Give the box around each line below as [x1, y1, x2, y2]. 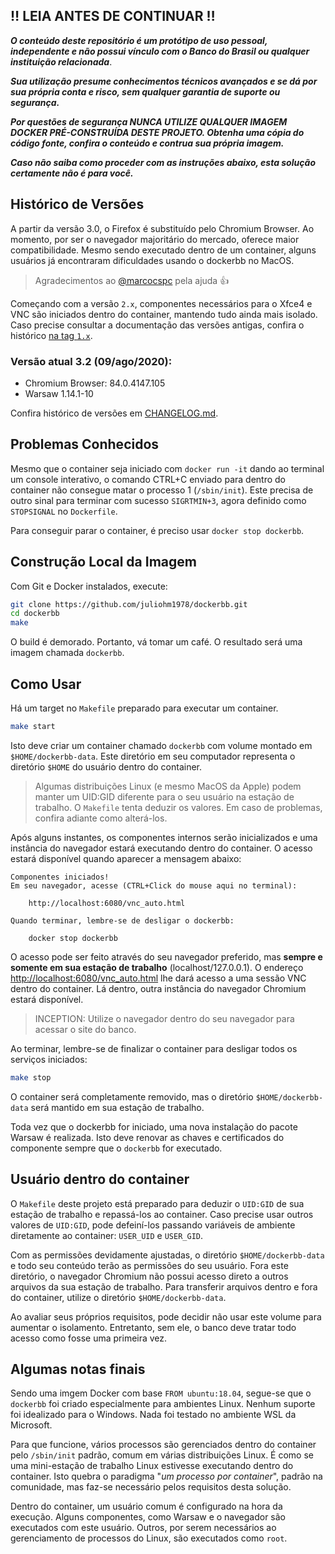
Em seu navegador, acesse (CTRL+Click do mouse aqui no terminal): [10, 880, 298, 891]
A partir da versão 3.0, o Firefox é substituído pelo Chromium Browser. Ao [10, 222, 315, 234]
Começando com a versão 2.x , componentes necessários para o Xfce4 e [10, 297, 313, 309]
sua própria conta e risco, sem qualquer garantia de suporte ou [10, 85, 281, 98]
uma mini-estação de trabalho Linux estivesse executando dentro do [10, 1460, 294, 1472]
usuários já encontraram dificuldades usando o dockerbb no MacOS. [10, 254, 295, 266]
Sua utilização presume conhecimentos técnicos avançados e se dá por [10, 75, 318, 87]
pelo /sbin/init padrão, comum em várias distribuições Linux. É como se [10, 1449, 315, 1461]
